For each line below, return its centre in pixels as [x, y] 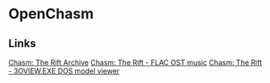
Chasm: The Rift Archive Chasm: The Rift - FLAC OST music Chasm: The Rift [135, 62]
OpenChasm [51, 14]
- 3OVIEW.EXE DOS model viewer [64, 71]
